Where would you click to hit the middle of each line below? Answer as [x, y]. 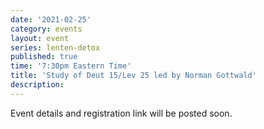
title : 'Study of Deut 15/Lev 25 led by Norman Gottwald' [133, 76]
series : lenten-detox [55, 47]
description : [37, 85]
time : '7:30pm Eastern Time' [71, 66]
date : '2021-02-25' [51, 19]
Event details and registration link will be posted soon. [121, 113]
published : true [44, 57]
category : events [46, 29]
